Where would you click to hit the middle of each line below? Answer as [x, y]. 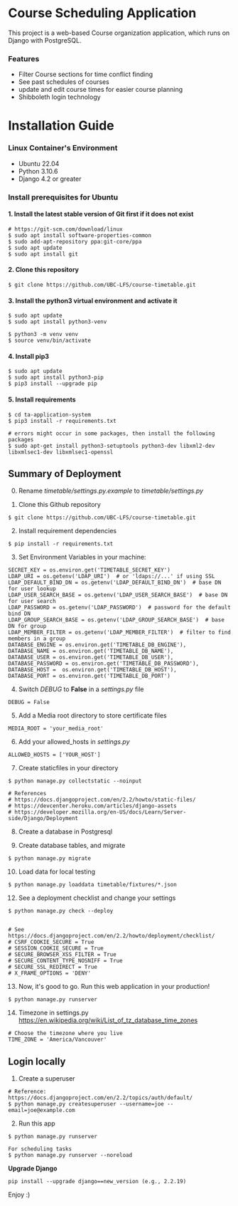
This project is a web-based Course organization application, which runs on [119, 33]
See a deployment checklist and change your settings [97, 898]
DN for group [27, 626]
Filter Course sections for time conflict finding [86, 74]
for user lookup [32, 589]
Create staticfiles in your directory [68, 768]
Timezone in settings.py [53, 1013]
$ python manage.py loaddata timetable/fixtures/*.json [92, 885]
